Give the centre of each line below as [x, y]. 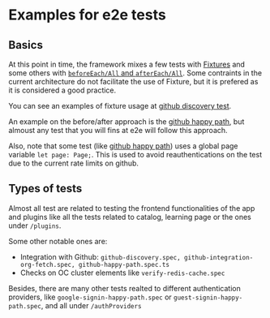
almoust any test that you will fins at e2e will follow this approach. [118, 130]
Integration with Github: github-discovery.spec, [100, 256]
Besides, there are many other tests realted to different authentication [124, 288]
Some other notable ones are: [58, 241]
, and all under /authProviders [91, 305]
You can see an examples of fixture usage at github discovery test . [120, 106]
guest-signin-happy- [208, 298]
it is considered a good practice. [62, 90]
